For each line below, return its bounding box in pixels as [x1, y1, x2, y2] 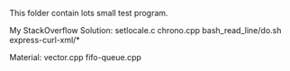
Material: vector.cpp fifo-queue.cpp [9, 52, 142, 62]
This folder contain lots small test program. [9, 8, 168, 18]
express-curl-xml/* [9, 35, 81, 45]
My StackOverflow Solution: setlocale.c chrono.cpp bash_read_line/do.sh [9, 25, 282, 35]
